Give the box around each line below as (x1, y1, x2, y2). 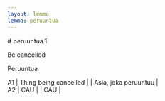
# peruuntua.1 (7, 36, 48, 45)
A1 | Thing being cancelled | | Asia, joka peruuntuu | (7, 78, 159, 86)
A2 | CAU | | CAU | (7, 85, 61, 94)
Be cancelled (7, 51, 46, 59)
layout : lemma (7, 10, 50, 18)
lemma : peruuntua (7, 17, 59, 24)
